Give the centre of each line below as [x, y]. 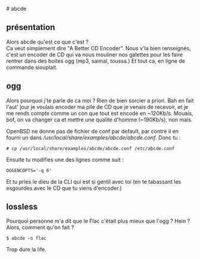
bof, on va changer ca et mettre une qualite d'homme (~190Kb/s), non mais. [99, 120]
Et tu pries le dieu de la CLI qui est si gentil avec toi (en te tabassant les [94, 181]
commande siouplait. [32, 67]
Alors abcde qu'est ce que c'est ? [47, 42]
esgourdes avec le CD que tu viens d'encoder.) [64, 188]
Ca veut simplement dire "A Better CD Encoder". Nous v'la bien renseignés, [99, 48]
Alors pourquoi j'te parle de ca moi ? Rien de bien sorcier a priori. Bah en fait [100, 100]
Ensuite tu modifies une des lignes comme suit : [65, 159]
